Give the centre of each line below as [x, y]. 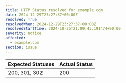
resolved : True [21, 19]
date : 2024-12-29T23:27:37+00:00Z [42, 15]
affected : [16, 38]
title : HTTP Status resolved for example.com [54, 10]
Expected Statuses [31, 64]
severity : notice [24, 33]
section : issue [21, 47]
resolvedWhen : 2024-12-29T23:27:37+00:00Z [51, 24]
